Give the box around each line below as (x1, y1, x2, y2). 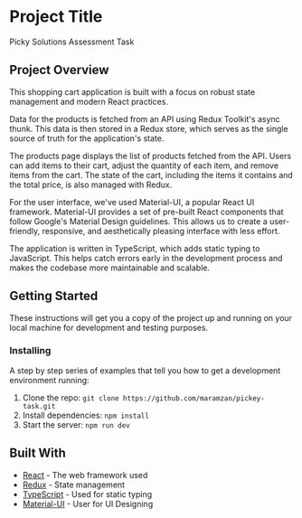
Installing (9, 344, 52, 357)
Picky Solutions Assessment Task (9, 36, 135, 47)
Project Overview (9, 62, 109, 78)
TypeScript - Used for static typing (22, 488, 153, 499)
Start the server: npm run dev (22, 419, 131, 430)
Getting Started (9, 288, 99, 304)
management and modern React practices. (9, 96, 169, 107)
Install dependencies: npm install (22, 410, 149, 420)
